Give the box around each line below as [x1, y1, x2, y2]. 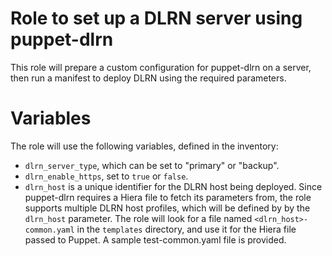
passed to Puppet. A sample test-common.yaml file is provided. [24, 233, 287, 246]
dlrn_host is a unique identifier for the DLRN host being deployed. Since [24, 180, 323, 192]
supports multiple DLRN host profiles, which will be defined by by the [24, 202, 311, 214]
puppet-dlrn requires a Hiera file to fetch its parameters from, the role [24, 191, 312, 203]
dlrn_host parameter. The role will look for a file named [24, 212, 253, 224]
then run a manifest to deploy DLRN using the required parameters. [10, 72, 287, 84]
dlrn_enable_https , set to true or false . [24, 170, 189, 182]
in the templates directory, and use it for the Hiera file [76, 223, 297, 235]
